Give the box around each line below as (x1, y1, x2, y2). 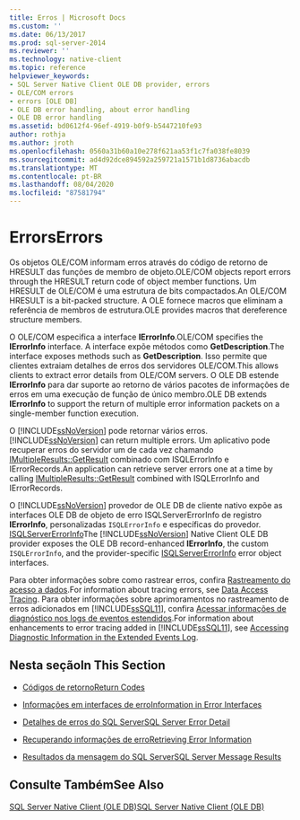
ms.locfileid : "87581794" (9, 189, 106, 198)
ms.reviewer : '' (9, 47, 70, 56)
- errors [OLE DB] (9, 96, 78, 106)
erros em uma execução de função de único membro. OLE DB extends (9, 388, 267, 400)
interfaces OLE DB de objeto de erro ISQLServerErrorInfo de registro (9, 509, 262, 520)
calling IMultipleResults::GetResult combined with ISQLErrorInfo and (9, 472, 260, 483)
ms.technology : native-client (9, 55, 123, 64)
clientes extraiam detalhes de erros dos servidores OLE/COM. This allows (9, 360, 279, 371)
